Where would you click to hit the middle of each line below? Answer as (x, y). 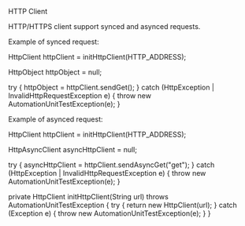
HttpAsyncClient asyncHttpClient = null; (73, 149)
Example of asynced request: (56, 119)
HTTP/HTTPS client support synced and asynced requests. (104, 26)
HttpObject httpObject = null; (55, 72)
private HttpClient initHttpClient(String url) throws (89, 197)
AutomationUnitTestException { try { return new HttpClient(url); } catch (123, 205)
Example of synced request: (54, 42)
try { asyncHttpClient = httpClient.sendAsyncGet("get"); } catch (111, 165)
